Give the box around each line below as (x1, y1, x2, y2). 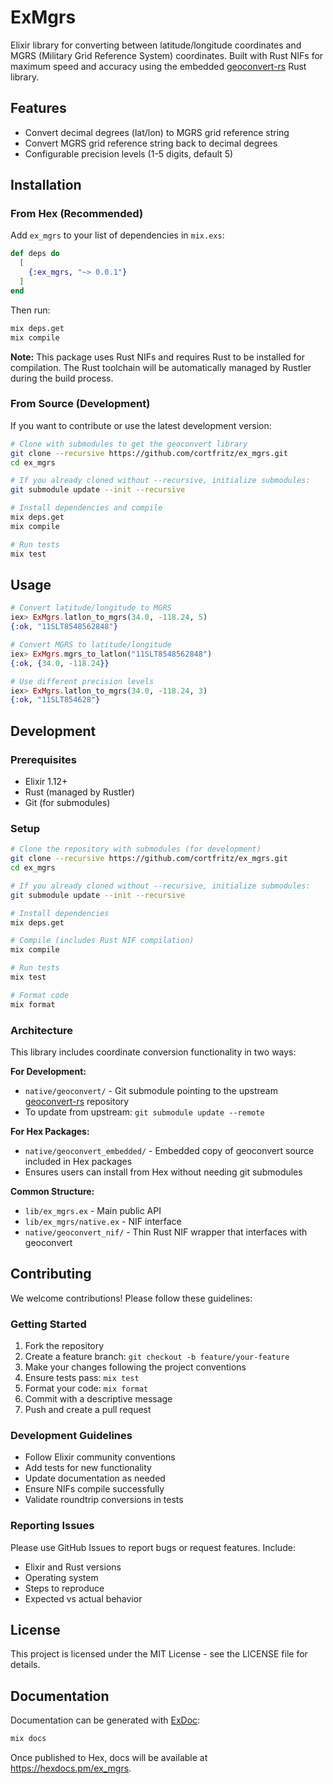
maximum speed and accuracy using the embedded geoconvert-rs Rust (10, 60, 307, 72)
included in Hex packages (24, 1155, 133, 1167)
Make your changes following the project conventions (24, 1361, 247, 1373)
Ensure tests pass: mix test (24, 1372, 140, 1384)
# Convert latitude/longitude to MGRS (10, 603, 172, 613)
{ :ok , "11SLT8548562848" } (10, 622, 118, 632)
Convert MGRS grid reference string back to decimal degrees (24, 137, 278, 149)
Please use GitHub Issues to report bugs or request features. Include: (10, 1541, 296, 1553)
